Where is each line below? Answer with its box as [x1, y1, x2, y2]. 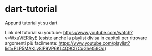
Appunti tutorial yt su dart [5, 20, 58, 26]
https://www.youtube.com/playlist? [58, 40, 130, 46]
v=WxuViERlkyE [5, 35, 38, 41]
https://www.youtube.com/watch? [63, 29, 133, 35]
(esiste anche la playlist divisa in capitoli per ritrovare [38, 35, 147, 41]
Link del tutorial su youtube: [5, 29, 62, 35]
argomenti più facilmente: [5, 40, 58, 46]
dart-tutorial [5, 3, 57, 15]
